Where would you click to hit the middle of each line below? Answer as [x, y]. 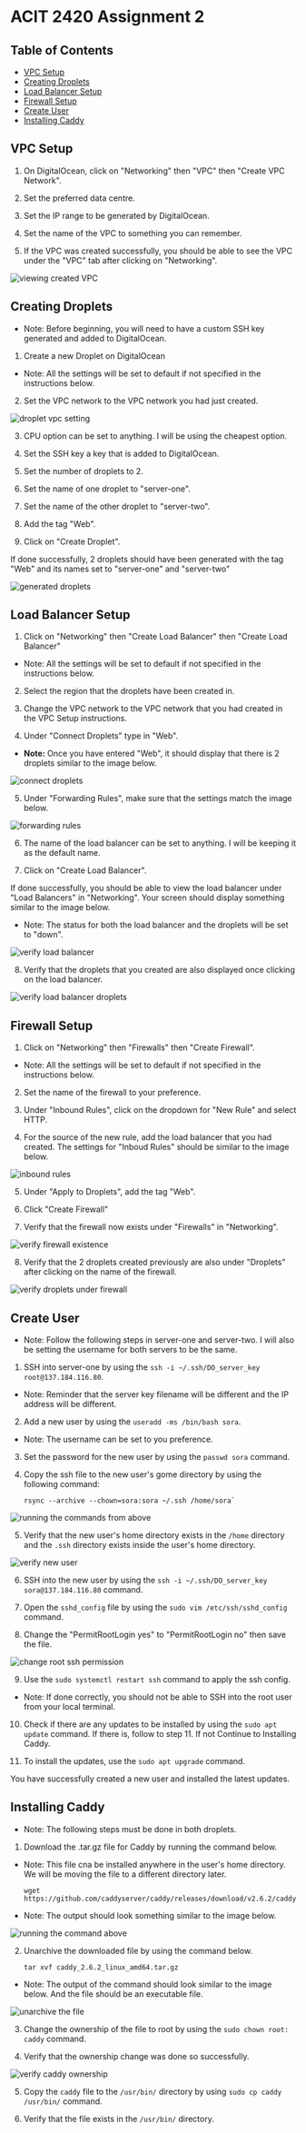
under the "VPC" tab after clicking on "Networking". [120, 260]
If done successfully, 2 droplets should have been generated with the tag [147, 559]
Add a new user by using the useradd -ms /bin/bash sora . [132, 1422]
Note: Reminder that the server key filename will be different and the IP [156, 1394]
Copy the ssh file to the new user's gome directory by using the [143, 1474]
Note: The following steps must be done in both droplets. [130, 1829]
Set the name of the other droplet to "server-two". [117, 506]
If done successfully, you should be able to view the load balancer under [146, 888]
